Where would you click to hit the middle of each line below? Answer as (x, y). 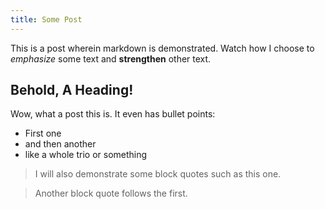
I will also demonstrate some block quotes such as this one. (158, 174)
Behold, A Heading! (72, 90)
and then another (60, 144)
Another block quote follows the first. (111, 193)
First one (43, 133)
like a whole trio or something (86, 155)
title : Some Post (46, 19)
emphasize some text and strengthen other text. (111, 58)
